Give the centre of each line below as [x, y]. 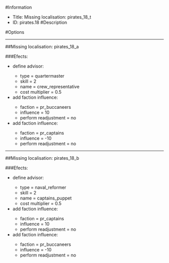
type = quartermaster [42, 76]
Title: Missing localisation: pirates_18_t [52, 17]
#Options [15, 32]
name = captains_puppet [46, 198]
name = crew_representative [50, 87]
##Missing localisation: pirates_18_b [42, 158]
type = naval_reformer [43, 187]
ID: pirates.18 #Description [40, 22]
